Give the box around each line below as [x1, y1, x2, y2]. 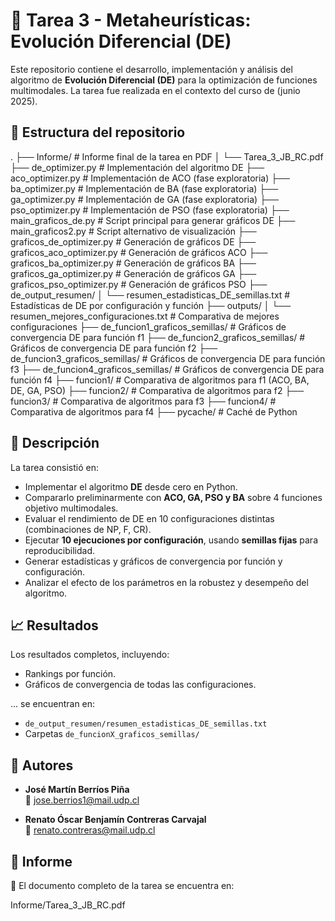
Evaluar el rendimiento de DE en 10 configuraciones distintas [24, 512, 275, 524]
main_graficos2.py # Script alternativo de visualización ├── [10, 225, 257, 237]
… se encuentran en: [10, 698, 96, 710]
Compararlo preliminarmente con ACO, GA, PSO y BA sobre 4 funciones [24, 491, 323, 503]
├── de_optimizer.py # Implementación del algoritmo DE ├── [10, 161, 265, 173]
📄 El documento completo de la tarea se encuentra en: [10, 880, 235, 891]
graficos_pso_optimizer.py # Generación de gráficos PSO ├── [10, 278, 268, 290]
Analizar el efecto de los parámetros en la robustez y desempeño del [24, 576, 309, 588]
